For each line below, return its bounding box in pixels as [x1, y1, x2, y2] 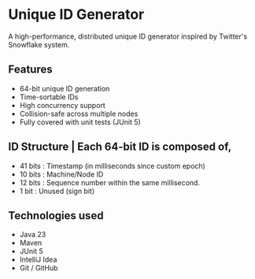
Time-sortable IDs [19, 92, 79, 102]
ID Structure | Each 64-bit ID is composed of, [8, 140, 232, 154]
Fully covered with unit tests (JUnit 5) [19, 117, 142, 127]
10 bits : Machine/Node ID [19, 169, 104, 179]
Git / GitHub [19, 263, 58, 273]
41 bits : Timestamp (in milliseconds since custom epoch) [19, 161, 206, 170]
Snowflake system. [8, 39, 70, 49]
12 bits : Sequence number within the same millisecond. [19, 177, 201, 187]
